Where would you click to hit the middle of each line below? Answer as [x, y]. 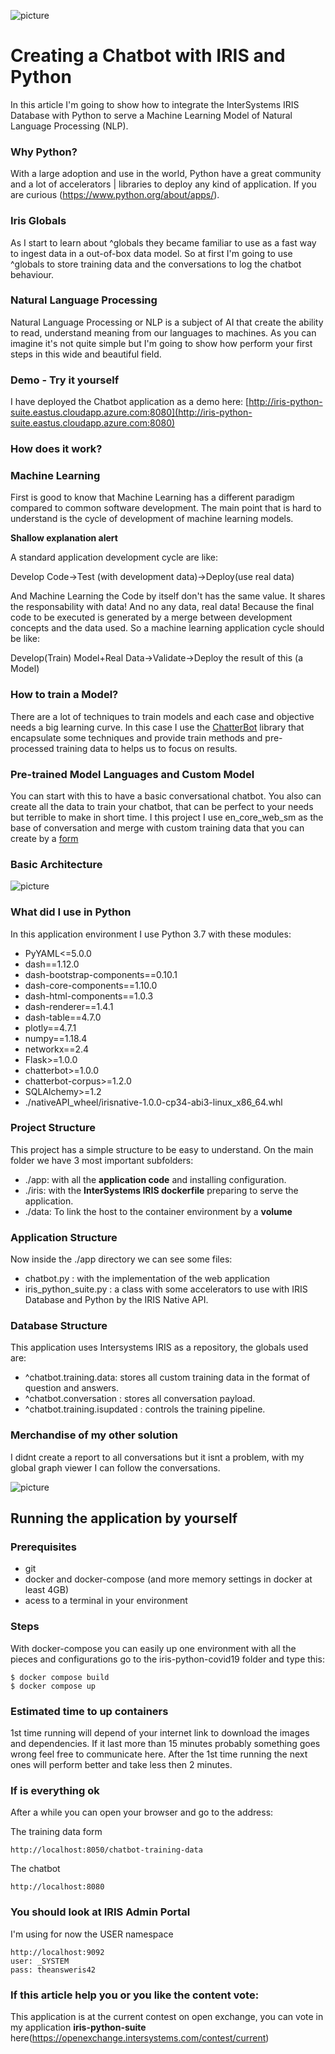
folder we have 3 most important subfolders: [102, 1160]
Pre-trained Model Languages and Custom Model [132, 774]
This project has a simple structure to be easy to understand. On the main [162, 1149]
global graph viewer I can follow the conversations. [115, 1467]
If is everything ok [55, 1790]
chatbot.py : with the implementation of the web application [147, 1279]
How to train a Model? [64, 695]
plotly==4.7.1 [50, 1027]
